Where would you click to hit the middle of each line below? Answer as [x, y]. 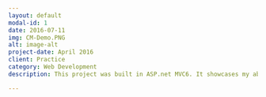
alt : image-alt [33, 45]
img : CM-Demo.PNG [37, 37]
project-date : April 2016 [51, 52]
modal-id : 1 [28, 23]
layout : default [35, 15]
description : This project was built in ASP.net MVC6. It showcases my [129, 74]
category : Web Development [53, 67]
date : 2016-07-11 [37, 30]
